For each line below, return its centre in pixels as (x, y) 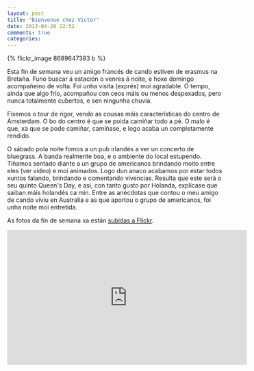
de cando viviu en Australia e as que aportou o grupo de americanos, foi (109, 200)
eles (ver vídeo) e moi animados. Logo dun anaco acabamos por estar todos (115, 171)
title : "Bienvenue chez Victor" (53, 20)
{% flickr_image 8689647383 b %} (56, 58)
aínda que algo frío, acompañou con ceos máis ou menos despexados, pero (114, 94)
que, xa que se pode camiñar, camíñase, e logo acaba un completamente (111, 129)
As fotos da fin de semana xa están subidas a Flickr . (80, 220)
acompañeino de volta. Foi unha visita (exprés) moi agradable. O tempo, (109, 86)
